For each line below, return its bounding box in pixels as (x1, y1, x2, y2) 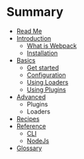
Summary (6, 4, 63, 20)
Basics (16, 56, 36, 64)
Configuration (26, 70, 66, 79)
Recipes (16, 114, 40, 123)
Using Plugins (26, 85, 66, 94)
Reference (16, 122, 46, 130)
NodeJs (26, 136, 50, 145)
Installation (26, 49, 58, 57)
